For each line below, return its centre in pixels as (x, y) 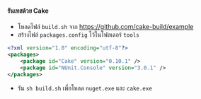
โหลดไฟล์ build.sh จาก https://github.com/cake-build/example (105, 27)
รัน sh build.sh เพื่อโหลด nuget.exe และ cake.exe (85, 88)
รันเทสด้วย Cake (28, 11)
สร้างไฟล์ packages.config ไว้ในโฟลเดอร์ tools (78, 35)
